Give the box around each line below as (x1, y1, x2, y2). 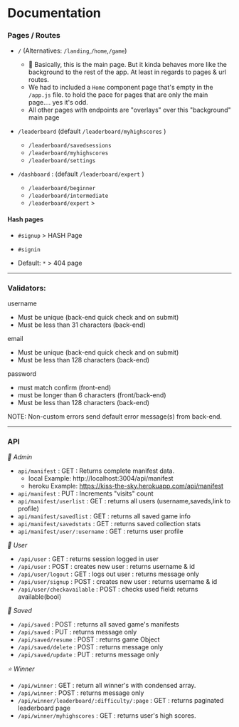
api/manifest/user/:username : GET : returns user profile (17, 527, 184, 535)
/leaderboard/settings (28, 157, 96, 164)
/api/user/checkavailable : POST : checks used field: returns (17, 585, 198, 594)
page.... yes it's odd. (28, 98, 89, 107)
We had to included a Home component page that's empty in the (28, 83, 213, 92)
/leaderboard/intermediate (28, 192, 109, 200)
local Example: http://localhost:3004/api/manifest (28, 474, 174, 483)
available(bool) (17, 592, 62, 601)
